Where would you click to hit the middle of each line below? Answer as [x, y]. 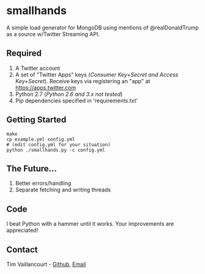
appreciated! [22, 231]
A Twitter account [38, 68]
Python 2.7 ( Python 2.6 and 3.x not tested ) [69, 94]
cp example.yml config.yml [41, 139]
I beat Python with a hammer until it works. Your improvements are [90, 224]
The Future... [32, 168]
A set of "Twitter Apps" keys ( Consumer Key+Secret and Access [97, 75]
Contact [22, 249]
